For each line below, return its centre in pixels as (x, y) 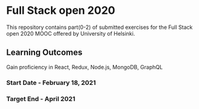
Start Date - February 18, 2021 (51, 83)
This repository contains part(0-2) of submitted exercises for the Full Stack (99, 27)
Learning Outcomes (44, 53)
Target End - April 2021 (41, 99)
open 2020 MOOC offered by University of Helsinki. (71, 33)
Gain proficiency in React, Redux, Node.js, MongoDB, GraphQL (85, 67)
